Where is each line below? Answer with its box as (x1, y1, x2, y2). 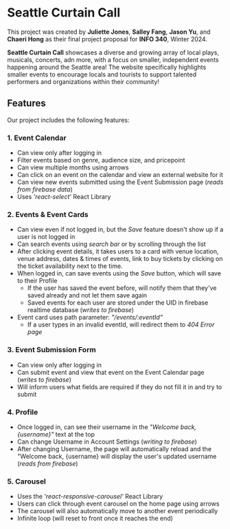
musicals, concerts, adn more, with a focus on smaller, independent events (7, 55, 219, 63)
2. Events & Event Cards (7, 209, 89, 219)
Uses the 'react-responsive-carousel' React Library (16, 492, 163, 501)
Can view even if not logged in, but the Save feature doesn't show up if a (16, 225, 224, 234)
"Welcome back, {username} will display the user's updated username (16, 452, 217, 460)
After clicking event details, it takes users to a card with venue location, (16, 247, 219, 256)
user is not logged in (16, 233, 76, 241)
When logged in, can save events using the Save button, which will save (16, 269, 222, 278)
